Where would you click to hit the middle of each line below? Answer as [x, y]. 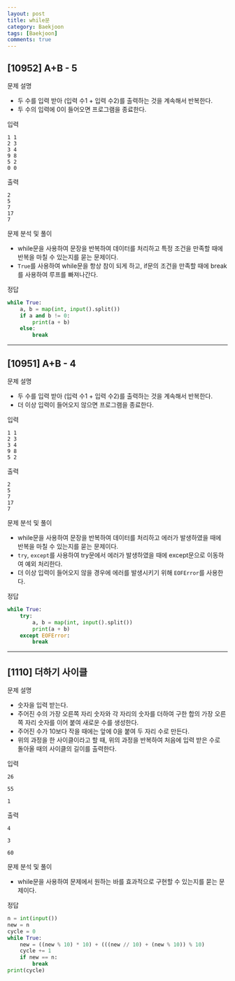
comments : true [29, 40]
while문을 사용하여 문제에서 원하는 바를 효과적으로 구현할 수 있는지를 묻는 [117, 882]
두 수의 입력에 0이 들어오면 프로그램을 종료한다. [82, 109]
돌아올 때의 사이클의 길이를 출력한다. [67, 749]
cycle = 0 [22, 931]
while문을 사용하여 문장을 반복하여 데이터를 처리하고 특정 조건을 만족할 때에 [120, 248]
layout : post [26, 14]
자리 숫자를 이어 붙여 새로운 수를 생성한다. [82, 723]
